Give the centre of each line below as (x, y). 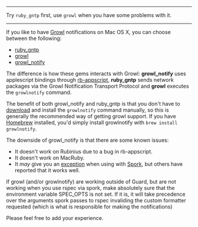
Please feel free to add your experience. (55, 218)
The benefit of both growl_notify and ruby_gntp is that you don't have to (93, 104)
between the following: (34, 38)
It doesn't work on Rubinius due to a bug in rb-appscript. (83, 151)
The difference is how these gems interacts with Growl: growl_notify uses (96, 74)
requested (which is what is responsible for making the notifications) (89, 207)
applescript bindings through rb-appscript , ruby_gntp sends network (90, 80)
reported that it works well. (47, 170)
